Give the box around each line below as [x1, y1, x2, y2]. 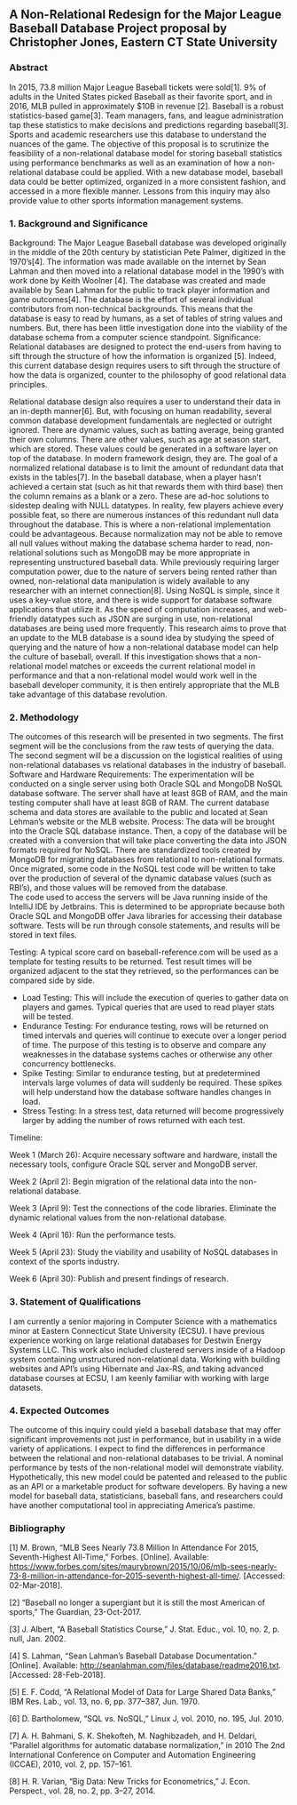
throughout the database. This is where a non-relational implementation [9, 519, 271, 530]
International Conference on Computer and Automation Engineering [9, 1750, 256, 1761]
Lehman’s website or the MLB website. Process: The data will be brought [9, 817, 275, 827]
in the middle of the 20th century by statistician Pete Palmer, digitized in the [9, 246, 286, 257]
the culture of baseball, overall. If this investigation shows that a [9, 651, 242, 661]
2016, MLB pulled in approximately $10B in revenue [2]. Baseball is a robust [9, 100, 284, 111]
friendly [9, 613, 38, 624]
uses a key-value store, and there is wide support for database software [9, 595, 273, 605]
